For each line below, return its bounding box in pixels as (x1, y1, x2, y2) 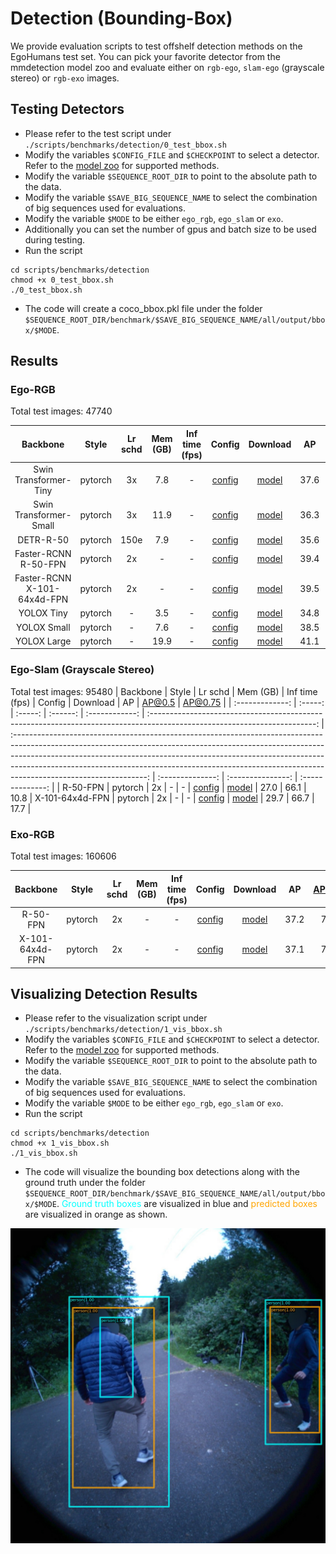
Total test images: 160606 (10, 850, 117, 862)
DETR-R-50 (17, 533, 70, 546)
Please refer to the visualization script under (24, 1012, 208, 1024)
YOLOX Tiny (18, 607, 68, 619)
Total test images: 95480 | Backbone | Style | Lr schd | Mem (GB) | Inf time (10, 685, 318, 697)
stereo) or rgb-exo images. (10, 72, 120, 84)
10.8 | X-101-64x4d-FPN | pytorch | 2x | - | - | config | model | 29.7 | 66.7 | (10, 792, 315, 804)
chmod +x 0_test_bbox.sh (10, 275, 114, 285)
